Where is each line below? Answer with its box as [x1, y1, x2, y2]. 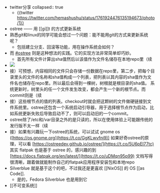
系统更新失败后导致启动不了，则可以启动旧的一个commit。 [14, 111, 131, 116]
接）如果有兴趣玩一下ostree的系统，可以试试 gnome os [9, 129, 120, 135]
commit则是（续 [9, 92, 42, 98]
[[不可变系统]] [9, 183, 38, 188]
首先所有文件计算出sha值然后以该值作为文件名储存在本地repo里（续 [16, 56, 153, 62]
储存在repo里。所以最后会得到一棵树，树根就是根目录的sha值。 [22, 80, 149, 86]
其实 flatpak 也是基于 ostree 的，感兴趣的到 [9, 147, 96, 153]
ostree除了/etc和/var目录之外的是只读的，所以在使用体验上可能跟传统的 [9, 117, 153, 123]
